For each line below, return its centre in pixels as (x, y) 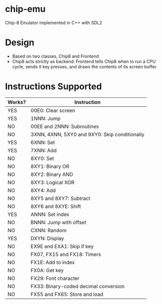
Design (20, 43)
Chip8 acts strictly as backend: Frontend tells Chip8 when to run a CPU (84, 61)
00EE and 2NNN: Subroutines (65, 126)
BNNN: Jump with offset (58, 222)
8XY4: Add (43, 190)
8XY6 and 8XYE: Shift (56, 206)
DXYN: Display (47, 238)
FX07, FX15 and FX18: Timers (66, 254)
